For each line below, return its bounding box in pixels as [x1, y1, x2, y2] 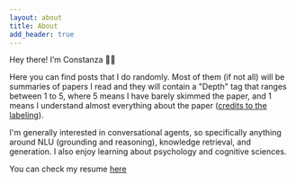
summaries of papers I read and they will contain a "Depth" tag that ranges [9, 82, 287, 92]
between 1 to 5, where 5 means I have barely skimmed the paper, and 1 [9, 91, 272, 101]
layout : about [9, 13, 63, 22]
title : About [9, 22, 58, 30]
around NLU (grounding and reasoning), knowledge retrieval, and [9, 136, 252, 148]
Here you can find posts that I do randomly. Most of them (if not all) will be [9, 72, 285, 83]
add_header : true [9, 30, 75, 39]
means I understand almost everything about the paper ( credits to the [9, 100, 267, 111]
